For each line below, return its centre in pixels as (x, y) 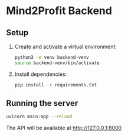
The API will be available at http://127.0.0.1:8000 (64, 128)
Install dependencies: (41, 74)
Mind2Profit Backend (59, 11)
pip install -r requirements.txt (56, 85)
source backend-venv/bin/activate (57, 63)
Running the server (42, 103)
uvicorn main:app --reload (39, 117)
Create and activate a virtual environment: (65, 46)
